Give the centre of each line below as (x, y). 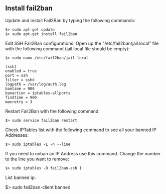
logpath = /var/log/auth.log (36, 84)
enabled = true (21, 71)
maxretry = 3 (19, 102)
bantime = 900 (20, 88)
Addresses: (17, 135)
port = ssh (17, 75)
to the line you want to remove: (37, 159)
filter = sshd (20, 80)
